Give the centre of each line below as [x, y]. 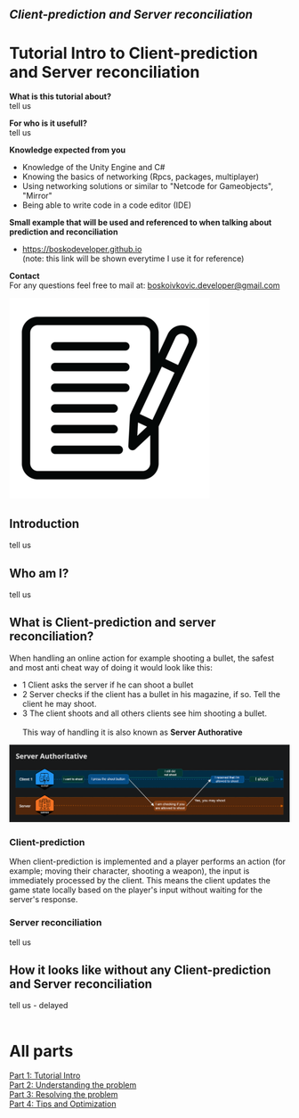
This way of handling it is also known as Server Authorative [132, 732]
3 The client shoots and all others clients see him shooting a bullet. [144, 713]
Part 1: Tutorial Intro [45, 1076]
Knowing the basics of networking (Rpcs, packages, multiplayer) [141, 177]
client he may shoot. [59, 703]
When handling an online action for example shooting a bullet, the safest [141, 658]
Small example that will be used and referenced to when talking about [141, 223]
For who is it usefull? [48, 123]
